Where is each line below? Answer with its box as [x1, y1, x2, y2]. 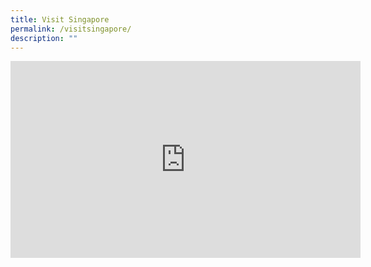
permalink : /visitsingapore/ [10, 24, 132, 34]
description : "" [10, 33, 78, 43]
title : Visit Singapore [10, 14, 110, 25]
